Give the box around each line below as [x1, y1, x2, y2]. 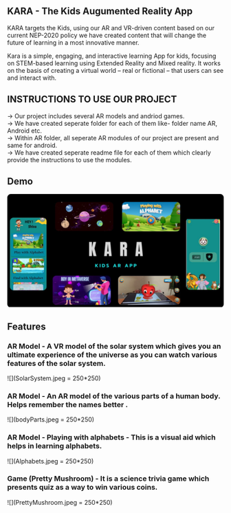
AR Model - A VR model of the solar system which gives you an [7, 341, 221, 351]
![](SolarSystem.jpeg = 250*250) [7, 374, 101, 382]
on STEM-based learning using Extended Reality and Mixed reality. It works [7, 58, 221, 67]
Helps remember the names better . [7, 400, 129, 409]
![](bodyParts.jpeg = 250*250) [7, 415, 95, 424]
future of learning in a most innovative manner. [7, 38, 140, 47]
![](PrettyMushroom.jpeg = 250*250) [7, 498, 113, 506]
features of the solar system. [7, 358, 106, 368]
